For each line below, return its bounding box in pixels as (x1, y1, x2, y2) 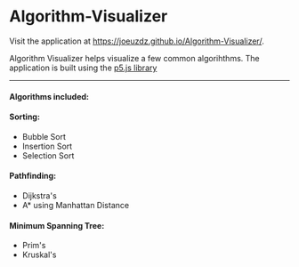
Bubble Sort (21, 131, 67, 142)
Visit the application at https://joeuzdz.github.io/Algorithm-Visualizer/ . (9, 36, 264, 46)
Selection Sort (21, 150, 75, 161)
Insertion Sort (21, 141, 73, 151)
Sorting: (9, 111, 40, 122)
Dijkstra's (21, 190, 58, 201)
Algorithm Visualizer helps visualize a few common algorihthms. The (9, 53, 260, 63)
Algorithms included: (9, 91, 89, 101)
